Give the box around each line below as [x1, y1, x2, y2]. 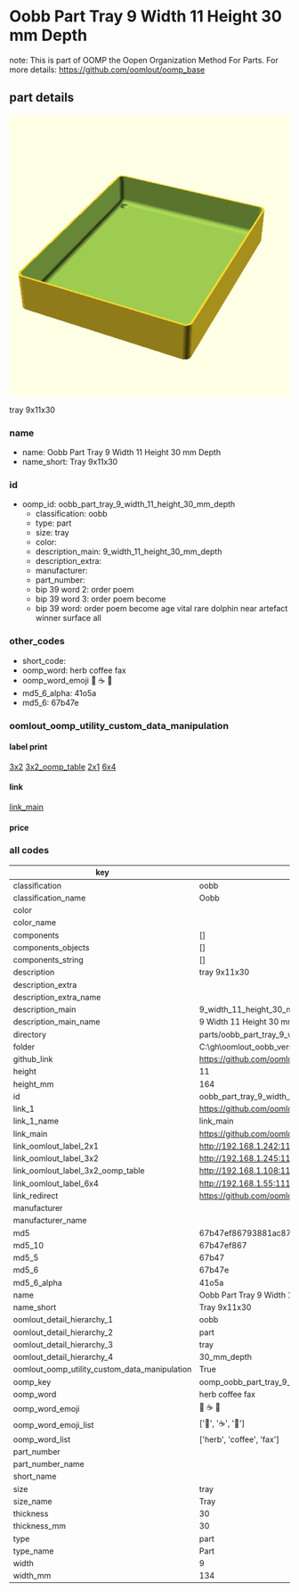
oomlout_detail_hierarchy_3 [12, 1339, 114, 1349]
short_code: [21, 655, 67, 666]
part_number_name [12, 1459, 85, 1470]
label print [9, 742, 48, 752]
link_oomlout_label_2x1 [12, 1140, 100, 1151]
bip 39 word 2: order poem [35, 585, 134, 595]
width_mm [12, 1571, 52, 1581]
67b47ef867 [198, 1240, 247, 1250]
